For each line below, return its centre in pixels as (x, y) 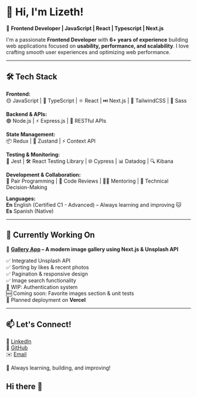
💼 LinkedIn (19, 342)
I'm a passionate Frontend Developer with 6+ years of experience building (97, 39)
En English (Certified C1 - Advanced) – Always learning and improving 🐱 (94, 204)
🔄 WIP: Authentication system (42, 287)
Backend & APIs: (27, 114)
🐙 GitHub (17, 348)
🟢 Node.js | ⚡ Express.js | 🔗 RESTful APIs (56, 120)
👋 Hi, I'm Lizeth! (45, 12)
